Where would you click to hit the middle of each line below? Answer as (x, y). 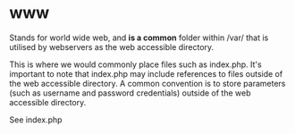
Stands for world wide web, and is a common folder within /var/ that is (139, 38)
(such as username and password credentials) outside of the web (130, 93)
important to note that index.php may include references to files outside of (146, 73)
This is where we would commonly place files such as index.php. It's (135, 64)
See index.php (36, 120)
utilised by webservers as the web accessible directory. (112, 46)
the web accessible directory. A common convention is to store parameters (147, 83)
